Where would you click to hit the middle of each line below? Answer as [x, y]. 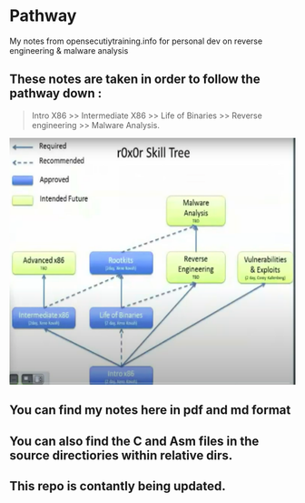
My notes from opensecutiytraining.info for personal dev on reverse [136, 41]
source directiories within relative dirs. [121, 455]
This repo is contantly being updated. [118, 486]
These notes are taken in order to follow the [135, 80]
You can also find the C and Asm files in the [134, 441]
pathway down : [56, 93]
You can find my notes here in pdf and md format [150, 410]
